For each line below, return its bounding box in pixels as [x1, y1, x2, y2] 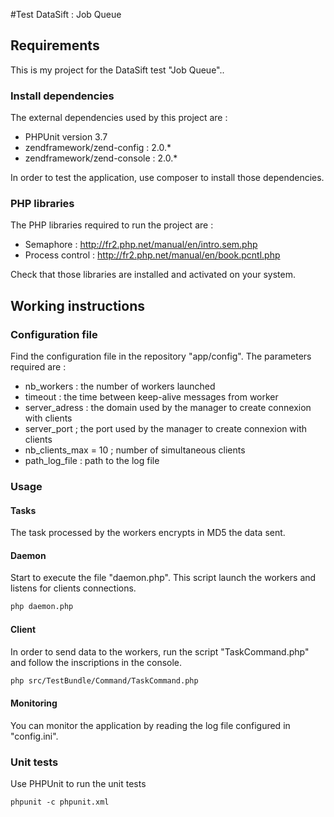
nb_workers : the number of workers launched [24, 380, 216, 393]
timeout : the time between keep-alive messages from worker [24, 391, 279, 403]
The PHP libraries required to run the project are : [10, 219, 214, 231]
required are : [10, 361, 67, 373]
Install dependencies [10, 89, 115, 103]
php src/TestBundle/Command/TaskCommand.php [10, 675, 199, 686]
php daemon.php [10, 602, 74, 612]
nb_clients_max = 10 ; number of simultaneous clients [24, 444, 246, 456]
